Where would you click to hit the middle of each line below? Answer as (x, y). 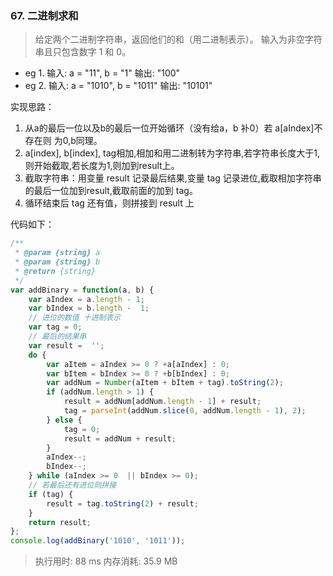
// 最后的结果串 (57, 337)
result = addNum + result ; (120, 438)
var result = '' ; (66, 345)
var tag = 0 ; (55, 327)
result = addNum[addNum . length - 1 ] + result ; (162, 402)
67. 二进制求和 (44, 15)
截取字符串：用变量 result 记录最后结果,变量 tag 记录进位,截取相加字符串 (173, 178)
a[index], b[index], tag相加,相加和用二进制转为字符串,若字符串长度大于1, (172, 153)
